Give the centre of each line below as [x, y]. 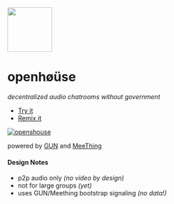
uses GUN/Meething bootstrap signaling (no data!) [92, 193]
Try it [25, 111]
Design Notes [28, 162]
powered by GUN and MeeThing [55, 146]
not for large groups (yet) [55, 185]
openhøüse [42, 77]
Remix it [29, 118]
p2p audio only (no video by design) [71, 178]
